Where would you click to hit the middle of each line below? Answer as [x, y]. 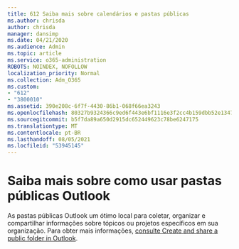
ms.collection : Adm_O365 [44, 80]
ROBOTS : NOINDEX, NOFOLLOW [47, 67]
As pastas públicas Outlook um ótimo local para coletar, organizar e [107, 216]
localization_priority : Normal [54, 73]
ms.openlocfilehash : [38, 113]
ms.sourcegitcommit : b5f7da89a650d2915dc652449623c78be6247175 [103, 119]
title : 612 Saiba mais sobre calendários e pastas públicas [99, 14]
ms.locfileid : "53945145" [46, 146]
